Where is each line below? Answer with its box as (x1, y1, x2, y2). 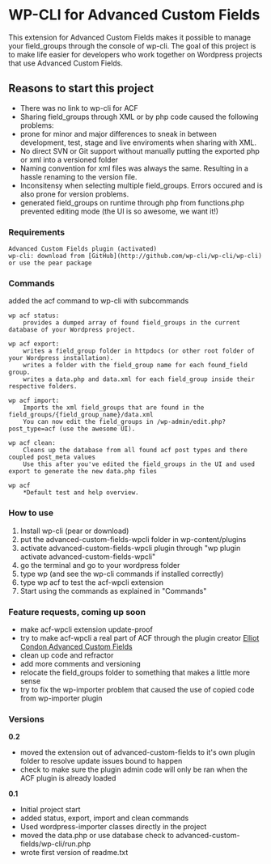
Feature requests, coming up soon (8, 606, 146, 617)
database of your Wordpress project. (8, 326, 136, 334)
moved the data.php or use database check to (19, 831, 175, 841)
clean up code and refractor (19, 650, 114, 660)
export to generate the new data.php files (8, 468, 158, 476)
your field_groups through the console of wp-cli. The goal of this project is (8, 40, 256, 50)
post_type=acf (8, 425, 57, 434)
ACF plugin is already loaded (19, 773, 116, 783)
